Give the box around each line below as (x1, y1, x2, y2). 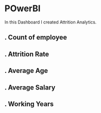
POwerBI (4, 3, 41, 14)
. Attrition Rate (4, 50, 50, 58)
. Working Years (4, 100, 54, 108)
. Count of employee (4, 33, 67, 42)
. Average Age (4, 67, 48, 75)
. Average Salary (4, 83, 55, 91)
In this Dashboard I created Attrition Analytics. (4, 19, 97, 25)
